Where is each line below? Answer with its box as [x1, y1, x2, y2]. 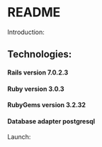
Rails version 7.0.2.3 [7, 68, 69, 77]
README [7, 4, 61, 21]
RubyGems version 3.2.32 [7, 101, 86, 109]
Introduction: [7, 28, 45, 36]
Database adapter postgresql [7, 116, 96, 125]
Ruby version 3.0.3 [7, 85, 65, 93]
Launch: [7, 133, 31, 141]
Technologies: [7, 48, 72, 60]
